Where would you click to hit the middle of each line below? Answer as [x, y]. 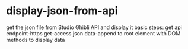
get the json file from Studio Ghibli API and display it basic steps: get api [94, 27]
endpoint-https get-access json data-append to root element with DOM [93, 33]
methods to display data [36, 40]
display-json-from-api [62, 11]
